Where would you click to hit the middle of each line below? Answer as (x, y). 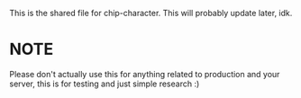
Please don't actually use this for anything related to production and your (145, 74)
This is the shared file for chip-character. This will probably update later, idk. (151, 13)
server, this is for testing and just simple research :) (105, 84)
